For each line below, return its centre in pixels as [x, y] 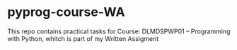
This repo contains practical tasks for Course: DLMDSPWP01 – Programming [119, 31]
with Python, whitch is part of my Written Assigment [83, 38]
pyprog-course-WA [66, 12]
